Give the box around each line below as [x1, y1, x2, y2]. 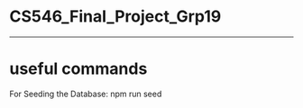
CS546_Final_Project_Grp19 [9, 6, 222, 27]
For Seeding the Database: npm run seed [9, 88, 162, 99]
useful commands [9, 58, 148, 79]
